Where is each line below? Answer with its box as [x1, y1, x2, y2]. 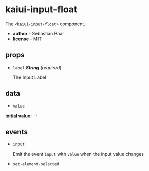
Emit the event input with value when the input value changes [12, 151, 144, 157]
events [5, 127, 28, 136]
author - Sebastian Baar [12, 30, 64, 36]
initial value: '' [5, 113, 38, 119]
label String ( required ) [12, 64, 62, 70]
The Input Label [12, 74, 46, 80]
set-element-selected [12, 162, 59, 167]
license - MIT [12, 36, 42, 42]
